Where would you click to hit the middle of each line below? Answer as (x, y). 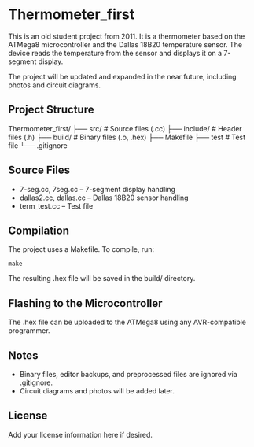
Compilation (39, 230)
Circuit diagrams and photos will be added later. (97, 391)
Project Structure (51, 110)
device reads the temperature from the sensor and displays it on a (115, 53)
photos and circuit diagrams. (54, 85)
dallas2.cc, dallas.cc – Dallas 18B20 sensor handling (104, 198)
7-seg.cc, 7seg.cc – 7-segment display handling (97, 189)
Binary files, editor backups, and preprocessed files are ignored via (128, 374)
